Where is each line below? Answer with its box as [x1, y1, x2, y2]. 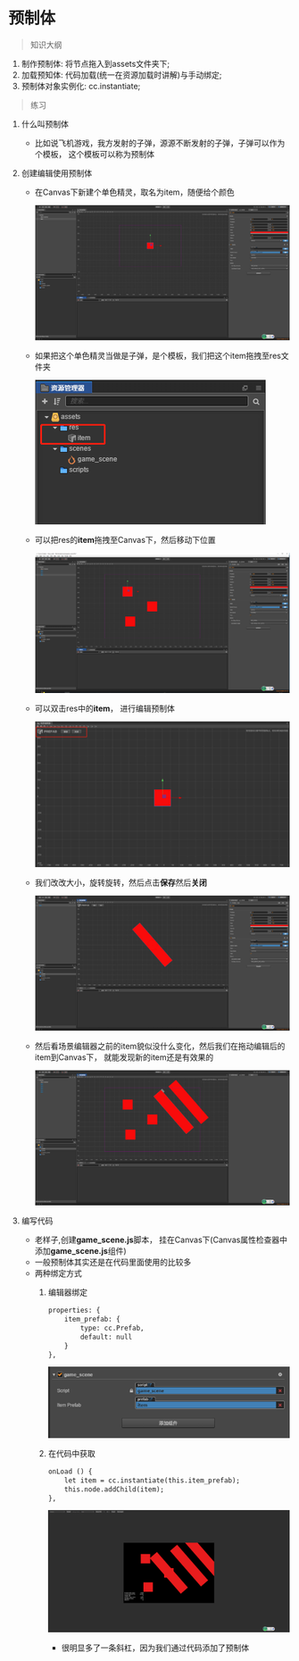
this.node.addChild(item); [64, 1484, 165, 1494]
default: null [79, 1332, 133, 1341]
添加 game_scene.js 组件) [34, 1245, 127, 1256]
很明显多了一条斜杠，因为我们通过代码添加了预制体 [61, 1642, 250, 1653]
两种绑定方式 [34, 1267, 82, 1278]
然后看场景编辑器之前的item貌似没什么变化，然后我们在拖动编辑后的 [34, 1040, 286, 1051]
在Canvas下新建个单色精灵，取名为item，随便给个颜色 [34, 187, 236, 197]
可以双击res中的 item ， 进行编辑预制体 [34, 703, 176, 714]
